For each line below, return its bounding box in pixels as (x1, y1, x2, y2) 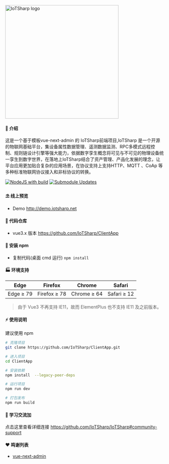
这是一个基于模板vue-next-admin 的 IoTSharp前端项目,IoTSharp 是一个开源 (5, 137, 160, 143)
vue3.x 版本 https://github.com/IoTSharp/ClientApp (12, 230, 119, 236)
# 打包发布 (5, 395, 25, 401)
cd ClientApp (5, 358, 33, 364)
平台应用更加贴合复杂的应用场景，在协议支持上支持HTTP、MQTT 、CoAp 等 (5, 163, 163, 169)
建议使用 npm (5, 330, 34, 336)
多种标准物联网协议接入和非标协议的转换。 (5, 169, 94, 175)
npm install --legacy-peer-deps (5, 373, 75, 378)
